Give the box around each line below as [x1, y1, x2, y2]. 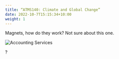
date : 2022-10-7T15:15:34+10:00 [5, 12, 72, 17]
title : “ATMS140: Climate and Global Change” [5, 7, 100, 12]
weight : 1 [5, 16, 26, 21]
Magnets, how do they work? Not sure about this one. [5, 30, 115, 36]
